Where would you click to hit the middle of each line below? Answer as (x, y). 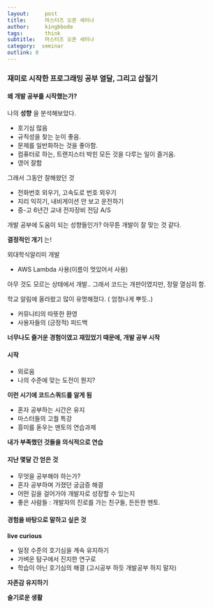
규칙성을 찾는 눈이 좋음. (49, 136)
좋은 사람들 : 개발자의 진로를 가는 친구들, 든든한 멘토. (89, 503)
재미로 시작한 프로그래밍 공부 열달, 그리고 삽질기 (83, 78)
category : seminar (36, 46)
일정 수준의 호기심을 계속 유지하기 (63, 550)
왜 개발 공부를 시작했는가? (42, 96)
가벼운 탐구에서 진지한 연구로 (57, 558)
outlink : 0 (23, 53)
